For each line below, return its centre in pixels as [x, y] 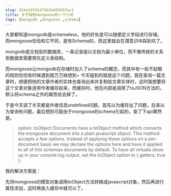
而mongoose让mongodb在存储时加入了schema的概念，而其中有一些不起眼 [84, 69]
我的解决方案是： [23, 171]
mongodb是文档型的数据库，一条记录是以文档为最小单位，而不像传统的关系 [84, 52]
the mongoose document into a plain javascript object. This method [89, 133]
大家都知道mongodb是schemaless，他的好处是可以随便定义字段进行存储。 [83, 35]
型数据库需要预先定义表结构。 [36, 58]
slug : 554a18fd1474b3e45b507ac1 [39, 10]
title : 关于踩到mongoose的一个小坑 [39, 15]
